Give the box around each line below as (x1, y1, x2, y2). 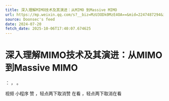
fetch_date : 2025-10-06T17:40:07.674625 (5, 26, 92, 31)
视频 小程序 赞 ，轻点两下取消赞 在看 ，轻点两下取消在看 (5, 90, 122, 96)
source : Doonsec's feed (5, 17, 55, 22)
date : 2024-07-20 (5, 21, 42, 27)
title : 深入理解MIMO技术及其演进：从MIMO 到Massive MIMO (5, 7, 117, 13)
